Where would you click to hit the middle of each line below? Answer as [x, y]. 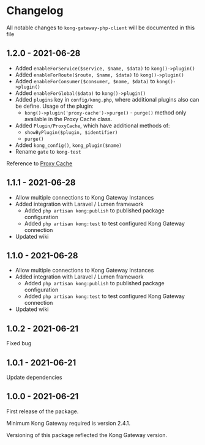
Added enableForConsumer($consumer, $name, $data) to [85, 81]
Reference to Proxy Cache [39, 163]
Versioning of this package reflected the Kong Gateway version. [87, 435]
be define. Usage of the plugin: [54, 106]
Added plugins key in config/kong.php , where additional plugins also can [107, 99]
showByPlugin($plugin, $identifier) [71, 132]
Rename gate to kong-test [48, 151]
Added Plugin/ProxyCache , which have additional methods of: [92, 125]
